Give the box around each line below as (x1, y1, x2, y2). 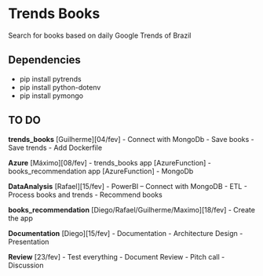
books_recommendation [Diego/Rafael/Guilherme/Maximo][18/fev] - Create (8, 205, 255, 214)
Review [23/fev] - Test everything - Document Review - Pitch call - (8, 252, 225, 261)
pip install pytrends (19, 74, 82, 83)
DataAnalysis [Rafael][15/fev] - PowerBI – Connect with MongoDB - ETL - (8, 181, 247, 191)
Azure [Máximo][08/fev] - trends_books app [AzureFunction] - (8, 158, 212, 167)
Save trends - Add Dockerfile (8, 143, 103, 152)
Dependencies (8, 53, 81, 67)
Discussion (8, 260, 44, 270)
